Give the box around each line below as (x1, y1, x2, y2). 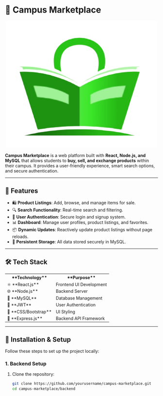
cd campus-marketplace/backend (12, 386, 76, 392)
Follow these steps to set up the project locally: (5, 348, 99, 354)
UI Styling (55, 309, 75, 315)
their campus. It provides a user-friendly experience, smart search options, (5, 163, 155, 169)
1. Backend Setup (5, 361, 47, 367)
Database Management (55, 295, 103, 301)
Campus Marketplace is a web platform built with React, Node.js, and (5, 153, 146, 158)
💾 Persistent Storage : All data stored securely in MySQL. (12, 238, 126, 244)
